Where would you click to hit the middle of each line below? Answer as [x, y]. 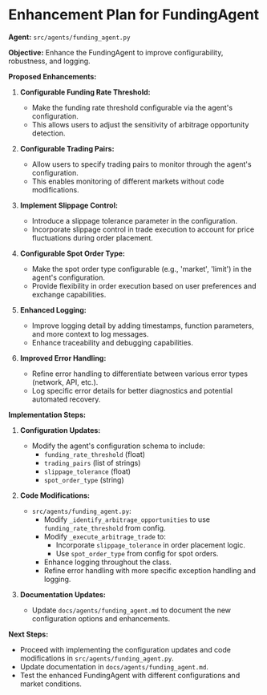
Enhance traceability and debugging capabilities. [113, 342]
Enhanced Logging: [53, 309]
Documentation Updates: [63, 594]
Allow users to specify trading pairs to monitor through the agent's [142, 164]
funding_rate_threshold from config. [105, 527]
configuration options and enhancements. [101, 618]
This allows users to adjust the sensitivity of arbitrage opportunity [140, 124]
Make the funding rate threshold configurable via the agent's [132, 107]
